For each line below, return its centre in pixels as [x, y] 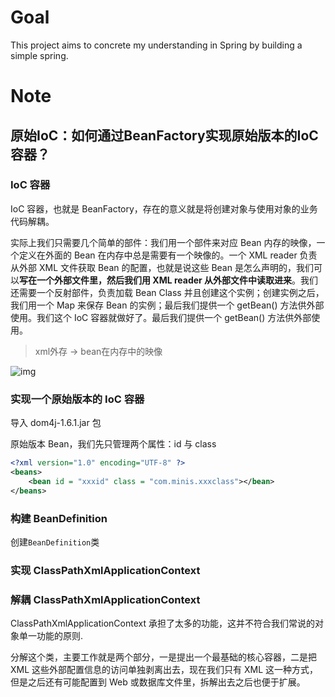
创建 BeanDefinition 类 [55, 542]
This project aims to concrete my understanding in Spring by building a [156, 45]
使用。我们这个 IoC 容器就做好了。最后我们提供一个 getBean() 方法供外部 [161, 317]
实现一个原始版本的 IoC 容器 [77, 399]
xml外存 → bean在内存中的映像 [98, 351]
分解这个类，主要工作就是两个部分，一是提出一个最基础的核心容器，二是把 [163, 657]
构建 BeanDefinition [59, 518]
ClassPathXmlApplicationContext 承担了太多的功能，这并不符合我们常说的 [162, 623]
